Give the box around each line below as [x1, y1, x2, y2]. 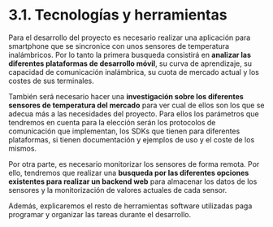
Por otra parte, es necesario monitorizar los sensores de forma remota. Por [8, 159, 260, 168]
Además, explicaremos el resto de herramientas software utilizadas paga [8, 201, 253, 211]
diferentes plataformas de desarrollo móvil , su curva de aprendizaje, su [8, 59, 253, 68]
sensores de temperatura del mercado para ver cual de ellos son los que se [8, 100, 265, 110]
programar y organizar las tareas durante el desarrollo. [8, 209, 192, 219]
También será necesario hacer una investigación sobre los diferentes [8, 91, 244, 101]
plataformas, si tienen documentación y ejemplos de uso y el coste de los [8, 134, 255, 144]
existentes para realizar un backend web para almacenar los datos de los [8, 177, 258, 186]
